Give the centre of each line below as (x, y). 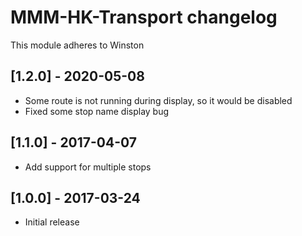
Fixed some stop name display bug (97, 111)
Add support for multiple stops (88, 167)
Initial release (52, 222)
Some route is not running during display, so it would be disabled (158, 100)
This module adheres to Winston (77, 45)
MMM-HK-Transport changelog (144, 17)
